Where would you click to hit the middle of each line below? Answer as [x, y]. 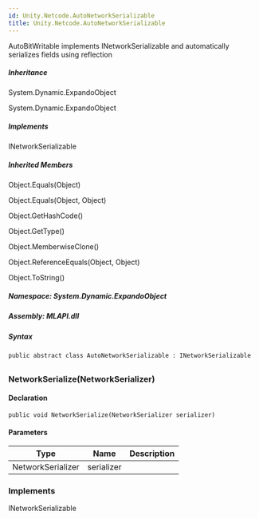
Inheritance [28, 73]
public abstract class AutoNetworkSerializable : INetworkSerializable [129, 356]
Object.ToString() [37, 278]
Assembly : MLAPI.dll [44, 316]
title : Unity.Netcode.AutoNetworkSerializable [87, 23]
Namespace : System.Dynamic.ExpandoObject [88, 296]
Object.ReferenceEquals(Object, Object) [74, 262]
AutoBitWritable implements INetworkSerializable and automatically [119, 46]
